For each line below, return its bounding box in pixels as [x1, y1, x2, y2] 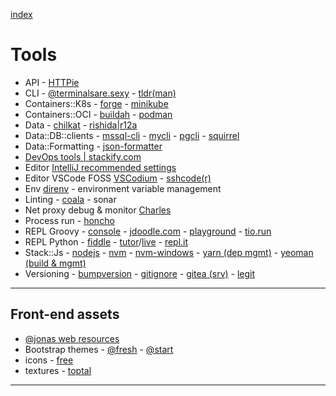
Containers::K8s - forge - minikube [24, 97, 169, 109]
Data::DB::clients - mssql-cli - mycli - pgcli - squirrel [24, 129, 240, 141]
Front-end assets [10, 306, 120, 323]
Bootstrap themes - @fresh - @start [24, 343, 174, 355]
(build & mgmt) [24, 257, 87, 269]
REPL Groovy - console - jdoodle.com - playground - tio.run [24, 225, 272, 237]
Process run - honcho [24, 214, 115, 226]
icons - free [24, 354, 74, 366]
